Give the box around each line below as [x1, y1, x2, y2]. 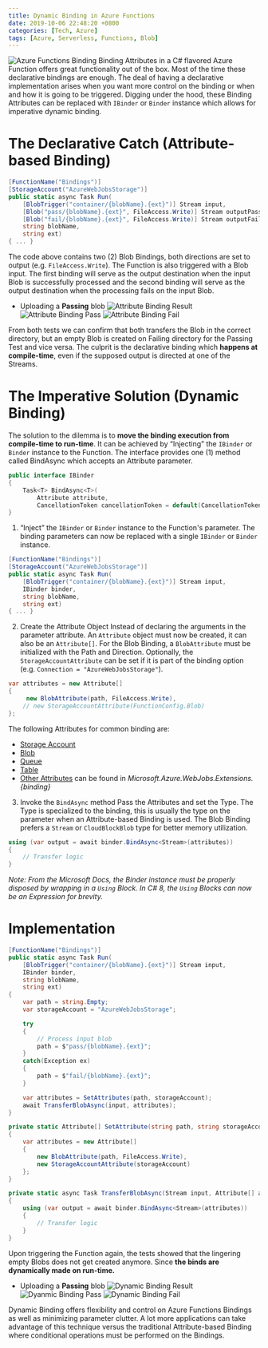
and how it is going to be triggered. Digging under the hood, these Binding [8, 89, 253, 100]
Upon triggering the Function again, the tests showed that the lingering [8, 1248, 241, 1258]
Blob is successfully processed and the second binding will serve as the [8, 277, 246, 287]
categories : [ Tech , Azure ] [8, 26, 98, 34]
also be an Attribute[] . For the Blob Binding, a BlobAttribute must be [19, 639, 251, 648]
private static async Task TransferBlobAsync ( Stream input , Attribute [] [8, 1189, 255, 1198]
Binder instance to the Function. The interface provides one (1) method [8, 448, 241, 457]
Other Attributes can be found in [19, 773, 126, 783]
